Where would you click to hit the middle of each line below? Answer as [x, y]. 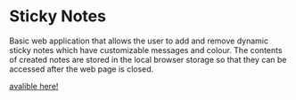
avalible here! [34, 86]
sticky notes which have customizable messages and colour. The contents [146, 50]
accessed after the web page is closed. [82, 69]
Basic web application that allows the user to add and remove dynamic [139, 41]
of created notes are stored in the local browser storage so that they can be [148, 59]
